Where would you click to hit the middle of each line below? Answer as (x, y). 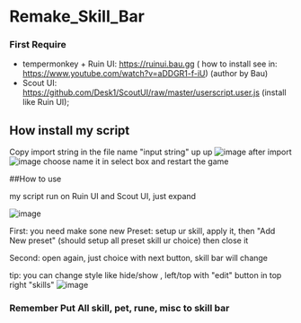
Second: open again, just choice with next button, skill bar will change (138, 258)
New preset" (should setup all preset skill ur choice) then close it (129, 240)
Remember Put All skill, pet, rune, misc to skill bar (120, 309)
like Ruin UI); (46, 102)
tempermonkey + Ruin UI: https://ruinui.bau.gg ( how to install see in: (150, 64)
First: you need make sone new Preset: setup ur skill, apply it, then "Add (142, 231)
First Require (38, 45)
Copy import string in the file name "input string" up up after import (150, 152)
